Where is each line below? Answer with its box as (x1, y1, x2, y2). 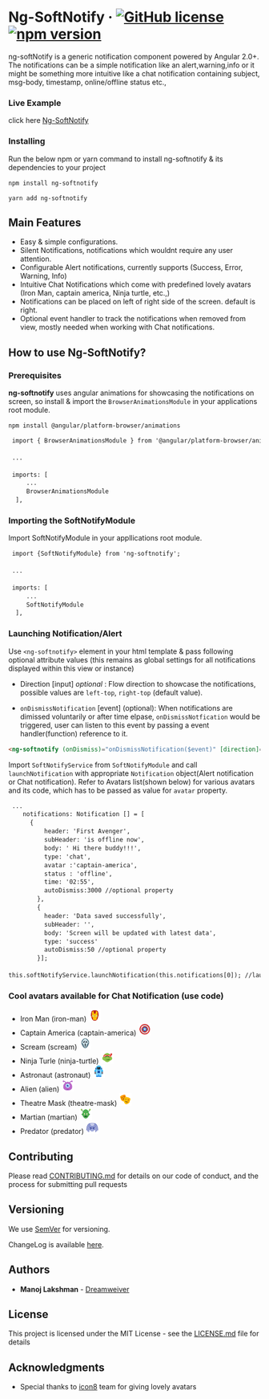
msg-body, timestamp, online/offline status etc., (8, 77, 167, 87)
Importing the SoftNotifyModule (8, 515, 136, 526)
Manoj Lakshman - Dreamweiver (19, 1284, 130, 1294)
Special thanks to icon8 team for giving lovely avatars (19, 1382, 197, 1392)
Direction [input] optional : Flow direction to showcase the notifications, (19, 679, 256, 688)
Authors (8, 1263, 50, 1277)
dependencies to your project (8, 162, 106, 172)
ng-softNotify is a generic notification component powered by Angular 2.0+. (8, 51, 259, 61)
